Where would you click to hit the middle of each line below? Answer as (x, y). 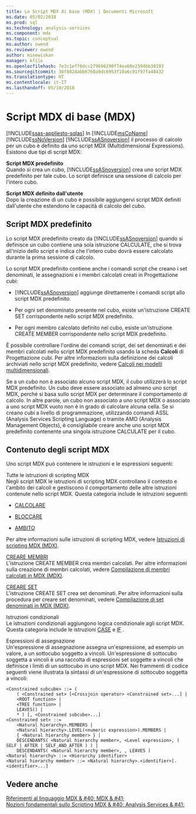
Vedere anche (32, 784)
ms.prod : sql (22, 22)
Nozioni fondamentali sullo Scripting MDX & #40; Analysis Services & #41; (95, 805)
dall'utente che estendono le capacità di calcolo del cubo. (76, 205)
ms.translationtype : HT (35, 77)
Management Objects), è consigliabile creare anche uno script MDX (88, 425)
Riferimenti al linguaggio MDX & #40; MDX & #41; (65, 798)
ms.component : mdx (28, 33)
